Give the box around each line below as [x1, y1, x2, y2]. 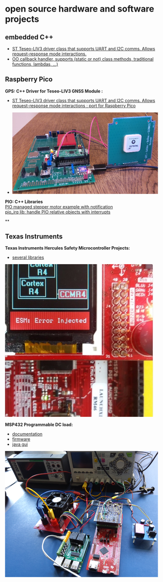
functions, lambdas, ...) [12, 62, 58, 67]
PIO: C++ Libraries [5, 199, 43, 204]
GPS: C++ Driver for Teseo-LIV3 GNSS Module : [5, 88, 103, 94]
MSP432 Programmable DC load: [5, 422, 73, 427]
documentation [12, 431, 43, 437]
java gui [12, 441, 28, 447]
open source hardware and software [5, 3, 154, 15]
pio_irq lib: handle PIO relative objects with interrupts [5, 209, 111, 215]
